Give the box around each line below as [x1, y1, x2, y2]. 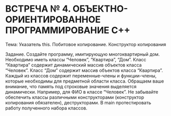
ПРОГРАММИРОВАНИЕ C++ [5, 25, 130, 36]
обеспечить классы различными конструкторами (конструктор [5, 94, 144, 100]
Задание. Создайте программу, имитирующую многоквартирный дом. [5, 51, 160, 57]
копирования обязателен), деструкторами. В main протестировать [5, 99, 152, 105]
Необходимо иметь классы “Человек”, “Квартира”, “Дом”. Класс [5, 56, 146, 62]
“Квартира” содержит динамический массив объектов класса [5, 62, 142, 68]
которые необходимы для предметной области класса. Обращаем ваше [5, 78, 164, 84]
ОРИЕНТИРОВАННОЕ [5, 14, 101, 25]
